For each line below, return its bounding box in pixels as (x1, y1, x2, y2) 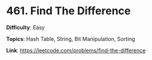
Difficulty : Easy (6, 24, 45, 31)
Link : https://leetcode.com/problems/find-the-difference (6, 46, 146, 54)
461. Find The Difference (6, 4, 131, 18)
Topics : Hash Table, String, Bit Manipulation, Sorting (6, 35, 136, 42)
